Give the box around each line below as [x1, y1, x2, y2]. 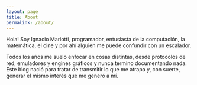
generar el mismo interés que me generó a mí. [6, 72, 118, 80]
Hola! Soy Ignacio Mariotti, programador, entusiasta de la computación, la [6, 36, 185, 43]
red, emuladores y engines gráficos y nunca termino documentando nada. [6, 60, 188, 67]
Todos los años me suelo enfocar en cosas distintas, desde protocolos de [6, 54, 186, 61]
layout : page [6, 8, 38, 15]
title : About [6, 14, 38, 20]
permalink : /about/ [6, 19, 54, 25]
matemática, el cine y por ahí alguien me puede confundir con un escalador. [6, 42, 192, 49]
